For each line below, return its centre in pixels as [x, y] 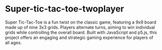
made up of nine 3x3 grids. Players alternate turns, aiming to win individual [80, 27]
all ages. [13, 42]
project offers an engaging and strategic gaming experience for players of [79, 37]
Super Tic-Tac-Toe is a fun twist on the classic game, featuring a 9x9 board [81, 22]
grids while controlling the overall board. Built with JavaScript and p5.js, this [81, 32]
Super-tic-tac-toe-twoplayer [64, 9]
